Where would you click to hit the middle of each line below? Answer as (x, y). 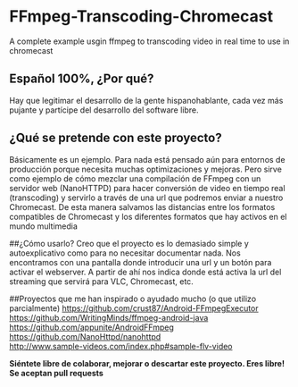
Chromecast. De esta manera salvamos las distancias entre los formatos (142, 206)
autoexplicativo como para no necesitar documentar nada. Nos (125, 253)
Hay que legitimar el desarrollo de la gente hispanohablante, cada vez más (146, 100)
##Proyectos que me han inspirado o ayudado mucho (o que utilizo (133, 299)
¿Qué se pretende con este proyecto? (116, 138)
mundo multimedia (44, 226)
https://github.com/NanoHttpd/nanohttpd (85, 336)
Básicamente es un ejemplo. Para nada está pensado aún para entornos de (147, 159)
